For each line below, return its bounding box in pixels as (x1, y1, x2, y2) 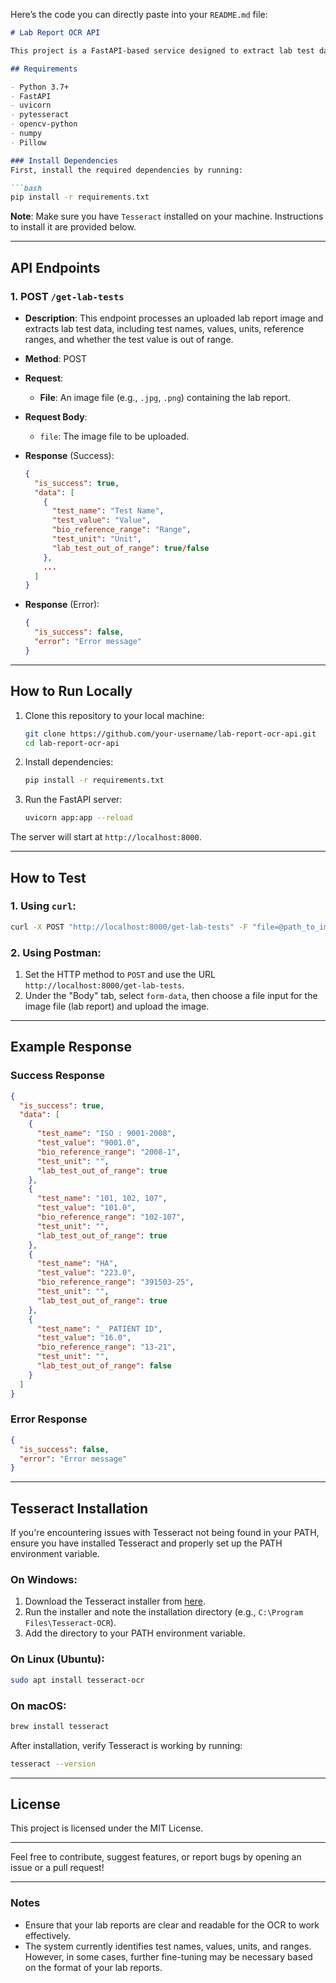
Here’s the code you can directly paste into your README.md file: (10, 9, 268, 20)
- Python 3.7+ (10, 82, 70, 92)
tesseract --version (10, 1759, 97, 1769)
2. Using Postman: (10, 945, 102, 959)
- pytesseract (10, 110, 70, 120)
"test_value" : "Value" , (51, 515, 152, 526)
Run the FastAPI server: (24, 794, 123, 806)
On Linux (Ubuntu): (10, 1652, 105, 1666)
